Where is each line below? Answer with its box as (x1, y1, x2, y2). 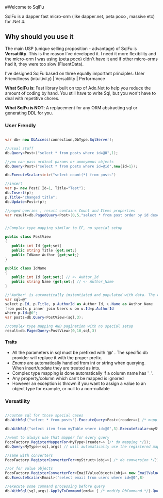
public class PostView (5, 234, 51, 239)
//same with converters (5, 453, 53, 458)
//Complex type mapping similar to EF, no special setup (5, 226, 123, 231)
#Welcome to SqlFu (5, 4, 45, 10)
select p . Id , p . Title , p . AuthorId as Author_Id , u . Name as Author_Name (5, 301, 153, 306)
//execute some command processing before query (5, 484, 105, 489)
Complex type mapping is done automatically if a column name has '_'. (12, 370, 153, 376)
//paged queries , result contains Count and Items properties (5, 208, 136, 213)
